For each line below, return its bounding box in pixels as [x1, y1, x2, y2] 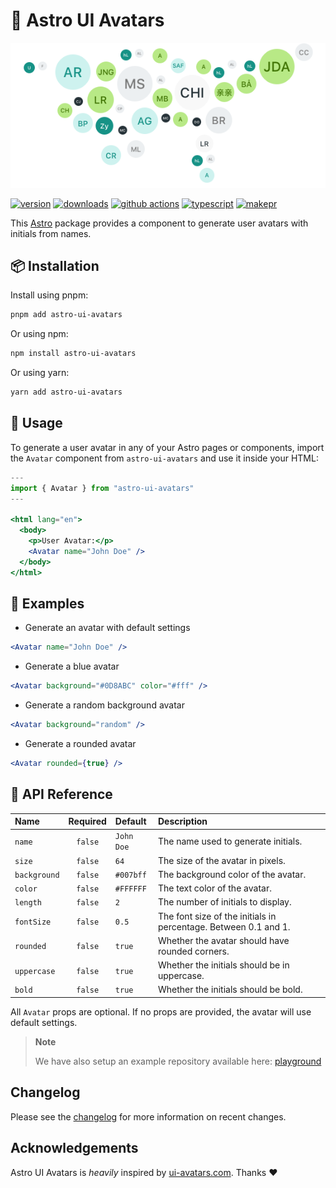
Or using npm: [10, 328, 69, 340]
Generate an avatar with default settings [24, 622, 191, 634]
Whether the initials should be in [157, 959, 290, 971]
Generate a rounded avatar [24, 738, 137, 750]
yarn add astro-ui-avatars [10, 387, 123, 398]
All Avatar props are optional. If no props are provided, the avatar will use [10, 1005, 312, 1018]
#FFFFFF [114, 884, 147, 894]
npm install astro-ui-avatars [10, 349, 137, 359]
